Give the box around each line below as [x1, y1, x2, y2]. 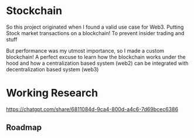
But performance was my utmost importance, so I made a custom [6, 47, 165, 54]
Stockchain [6, 4, 63, 18]
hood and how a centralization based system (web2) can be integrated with [6, 60, 189, 67]
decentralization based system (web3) [6, 65, 99, 73]
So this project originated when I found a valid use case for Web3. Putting [6, 23, 184, 30]
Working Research [6, 87, 98, 100]
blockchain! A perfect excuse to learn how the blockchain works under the [6, 53, 186, 60]
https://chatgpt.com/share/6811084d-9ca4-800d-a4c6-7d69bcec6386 [6, 105, 179, 112]
